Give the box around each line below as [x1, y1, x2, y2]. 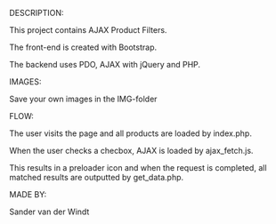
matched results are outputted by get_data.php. [9, 172, 184, 182]
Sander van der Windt [9, 206, 90, 217]
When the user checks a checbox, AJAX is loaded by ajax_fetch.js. [9, 146, 254, 156]
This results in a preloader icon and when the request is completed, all [9, 163, 267, 172]
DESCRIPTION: [9, 8, 64, 18]
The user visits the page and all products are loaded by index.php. [9, 128, 252, 139]
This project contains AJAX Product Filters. [9, 25, 167, 35]
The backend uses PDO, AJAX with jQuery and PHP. [9, 60, 201, 69]
